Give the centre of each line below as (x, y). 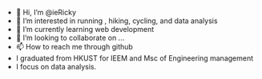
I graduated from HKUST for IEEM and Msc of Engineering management (135, 58)
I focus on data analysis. (56, 67)
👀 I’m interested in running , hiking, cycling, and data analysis (117, 21)
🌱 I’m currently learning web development (85, 29)
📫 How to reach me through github (75, 47)
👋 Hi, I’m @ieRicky (46, 12)
